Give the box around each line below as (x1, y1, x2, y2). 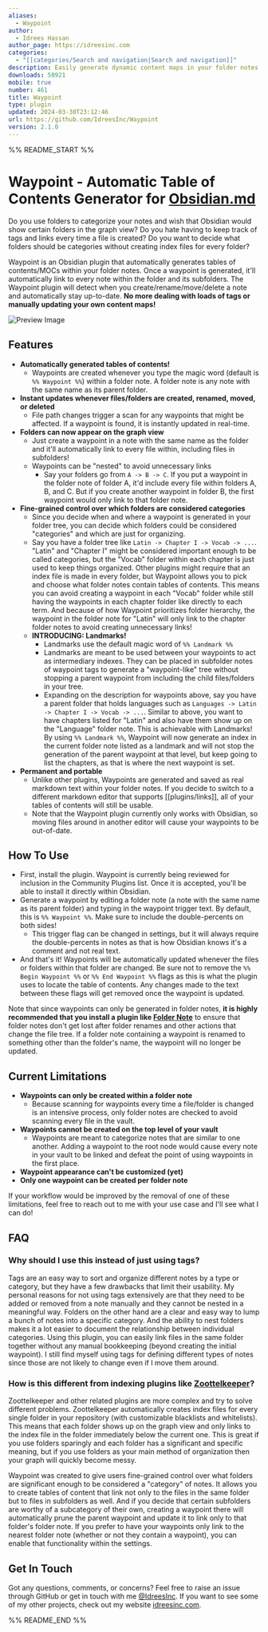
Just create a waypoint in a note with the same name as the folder (31, 436, 249, 445)
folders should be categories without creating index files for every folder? (8, 241, 250, 251)
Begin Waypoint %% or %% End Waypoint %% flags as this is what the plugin (19, 971, 258, 982)
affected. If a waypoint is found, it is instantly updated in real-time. (31, 418, 250, 428)
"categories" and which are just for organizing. (31, 528, 186, 539)
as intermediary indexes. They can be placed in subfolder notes (43, 656, 254, 666)
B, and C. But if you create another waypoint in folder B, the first (43, 486, 254, 496)
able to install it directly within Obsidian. (19, 887, 152, 896)
